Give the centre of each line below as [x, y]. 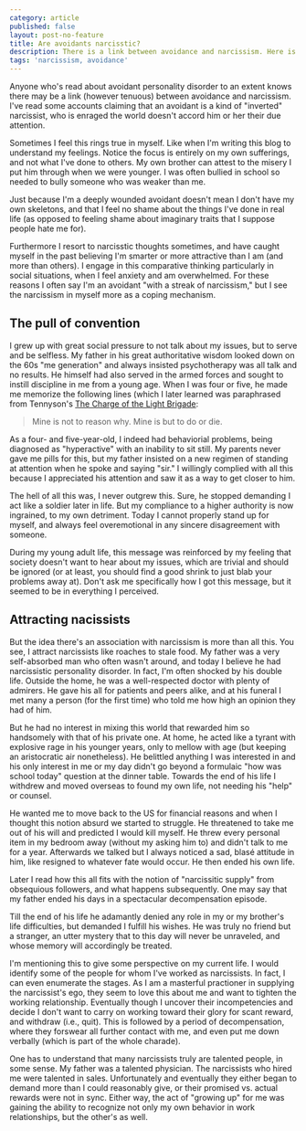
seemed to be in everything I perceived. [84, 591]
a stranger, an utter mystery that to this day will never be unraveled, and [145, 935]
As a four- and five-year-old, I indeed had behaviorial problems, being [141, 439]
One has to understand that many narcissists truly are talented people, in [146, 1058]
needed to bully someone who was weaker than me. [108, 182]
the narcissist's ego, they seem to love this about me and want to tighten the [153, 992]
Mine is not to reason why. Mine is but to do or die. [127, 421]
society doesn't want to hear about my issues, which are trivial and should [149, 562]
